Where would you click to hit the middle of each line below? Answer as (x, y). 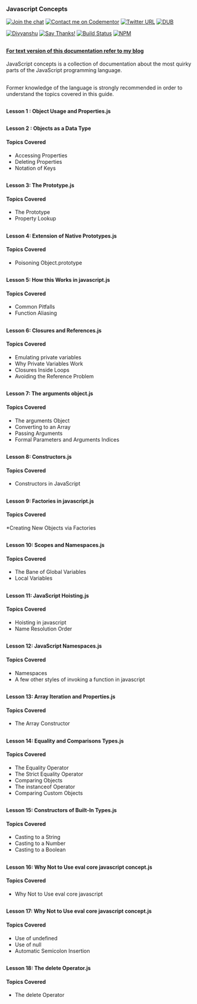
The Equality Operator (42, 767)
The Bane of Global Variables (50, 572)
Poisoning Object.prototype (48, 262)
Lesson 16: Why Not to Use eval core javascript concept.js (79, 867)
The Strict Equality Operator (49, 774)
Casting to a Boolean (40, 850)
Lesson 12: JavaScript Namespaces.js (54, 646)
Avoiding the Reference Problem (54, 377)
